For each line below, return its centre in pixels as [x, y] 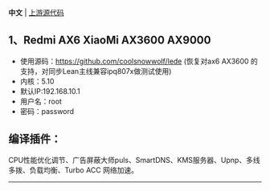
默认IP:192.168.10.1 [50, 91]
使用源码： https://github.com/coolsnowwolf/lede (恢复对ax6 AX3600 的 [139, 61]
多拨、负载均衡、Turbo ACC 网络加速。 [74, 170]
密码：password [47, 111]
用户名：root [41, 101]
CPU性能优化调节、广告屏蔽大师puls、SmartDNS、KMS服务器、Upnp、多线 [134, 160]
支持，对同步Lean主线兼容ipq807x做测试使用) [96, 71]
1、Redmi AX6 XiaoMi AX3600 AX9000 [110, 41]
